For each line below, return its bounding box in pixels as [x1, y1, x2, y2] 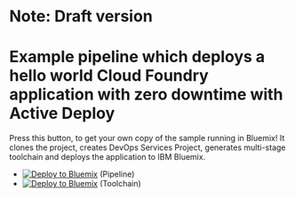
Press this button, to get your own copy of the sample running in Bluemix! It [9, 133, 285, 144]
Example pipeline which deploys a [9, 47, 266, 67]
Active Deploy [9, 104, 116, 123]
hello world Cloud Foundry [9, 66, 209, 86]
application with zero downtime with [9, 84, 283, 105]
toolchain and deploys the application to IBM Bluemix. [9, 152, 206, 162]
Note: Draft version [9, 6, 153, 27]
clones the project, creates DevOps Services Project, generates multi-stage [9, 142, 286, 153]
